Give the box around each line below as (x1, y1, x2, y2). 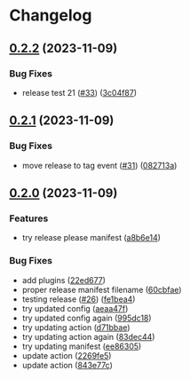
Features (9, 212, 49, 225)
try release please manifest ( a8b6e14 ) (21, 233, 162, 243)
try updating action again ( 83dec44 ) (21, 331, 155, 342)
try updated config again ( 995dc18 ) (21, 312, 153, 323)
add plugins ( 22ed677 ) (21, 274, 107, 285)
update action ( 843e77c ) (21, 359, 114, 370)
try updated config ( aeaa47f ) (21, 303, 129, 313)
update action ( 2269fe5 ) (21, 350, 112, 360)
